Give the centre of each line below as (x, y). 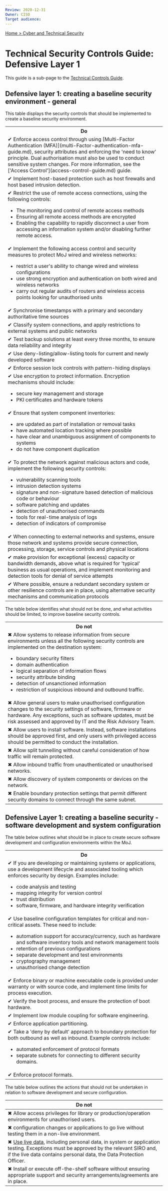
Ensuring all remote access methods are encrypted (76, 217)
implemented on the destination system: (55, 647)
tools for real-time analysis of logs (57, 517)
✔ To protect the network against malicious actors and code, (79, 462)
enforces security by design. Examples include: (63, 875)
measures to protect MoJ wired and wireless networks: (72, 255)
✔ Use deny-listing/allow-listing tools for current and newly (78, 354)
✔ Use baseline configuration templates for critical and (72, 919)
